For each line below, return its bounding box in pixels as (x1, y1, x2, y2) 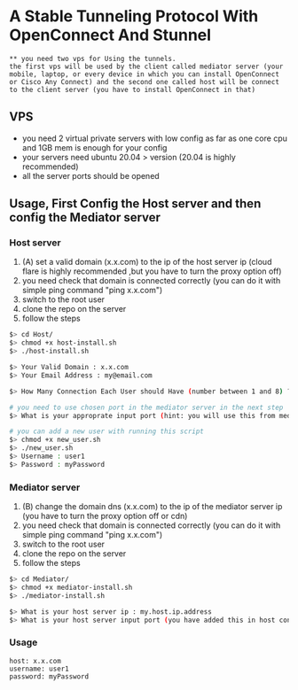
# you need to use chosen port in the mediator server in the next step (9, 403, 284, 412)
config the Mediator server (9, 210, 161, 225)
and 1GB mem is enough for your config (21, 142, 168, 152)
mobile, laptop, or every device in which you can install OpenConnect (9, 69, 279, 79)
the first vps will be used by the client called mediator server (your (9, 62, 284, 71)
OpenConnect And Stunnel (9, 25, 211, 45)
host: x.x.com (9, 656, 62, 665)
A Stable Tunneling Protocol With (9, 6, 259, 27)
